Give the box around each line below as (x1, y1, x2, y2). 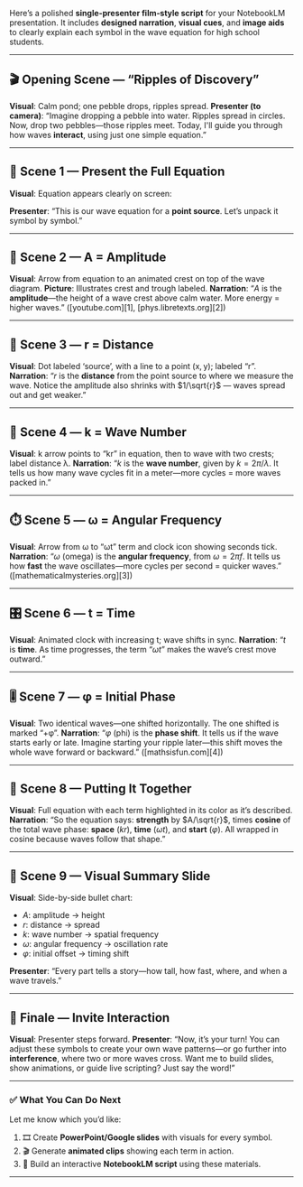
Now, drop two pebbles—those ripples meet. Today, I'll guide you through (9, 119, 283, 130)
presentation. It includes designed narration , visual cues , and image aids (9, 17, 285, 28)
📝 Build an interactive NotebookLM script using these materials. (22, 1159, 262, 1170)
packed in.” (9, 478, 51, 488)
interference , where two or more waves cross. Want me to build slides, (9, 1053, 274, 1063)
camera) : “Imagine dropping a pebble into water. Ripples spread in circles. (9, 110, 286, 121)
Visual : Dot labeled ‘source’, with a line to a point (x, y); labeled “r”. (9, 361, 257, 372)
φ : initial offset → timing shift (22, 948, 130, 960)
